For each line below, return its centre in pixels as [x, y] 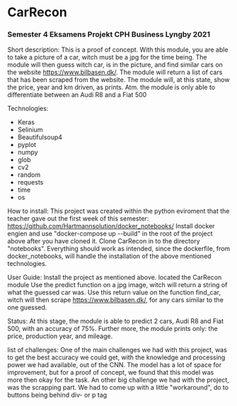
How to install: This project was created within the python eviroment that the [118, 211]
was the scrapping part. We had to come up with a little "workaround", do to [118, 388]
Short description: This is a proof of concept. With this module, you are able [118, 50]
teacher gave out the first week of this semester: [78, 219]
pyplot [27, 145]
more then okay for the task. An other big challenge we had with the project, [118, 380]
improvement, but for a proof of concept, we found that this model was [111, 373]
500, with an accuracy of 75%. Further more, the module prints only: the [112, 329]
